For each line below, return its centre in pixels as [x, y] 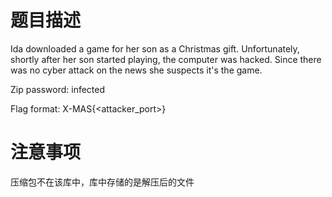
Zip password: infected [58, 89]
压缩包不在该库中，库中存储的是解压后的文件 [102, 182]
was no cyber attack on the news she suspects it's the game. [136, 70]
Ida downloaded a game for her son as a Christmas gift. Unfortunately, [155, 48]
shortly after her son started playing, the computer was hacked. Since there [166, 59]
